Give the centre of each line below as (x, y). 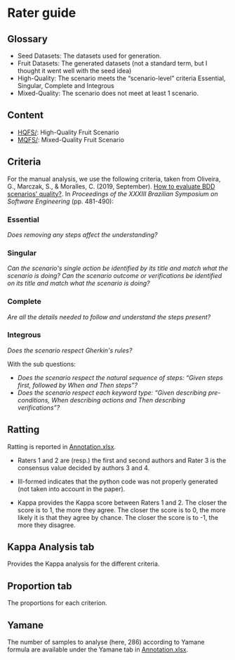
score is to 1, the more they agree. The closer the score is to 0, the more (121, 510)
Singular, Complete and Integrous (66, 85)
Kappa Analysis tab (51, 547)
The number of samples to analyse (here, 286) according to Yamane (106, 642)
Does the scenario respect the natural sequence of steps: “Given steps (120, 377)
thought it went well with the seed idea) (74, 71)
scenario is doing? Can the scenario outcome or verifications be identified (115, 276)
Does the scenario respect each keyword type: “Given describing (112, 393)
